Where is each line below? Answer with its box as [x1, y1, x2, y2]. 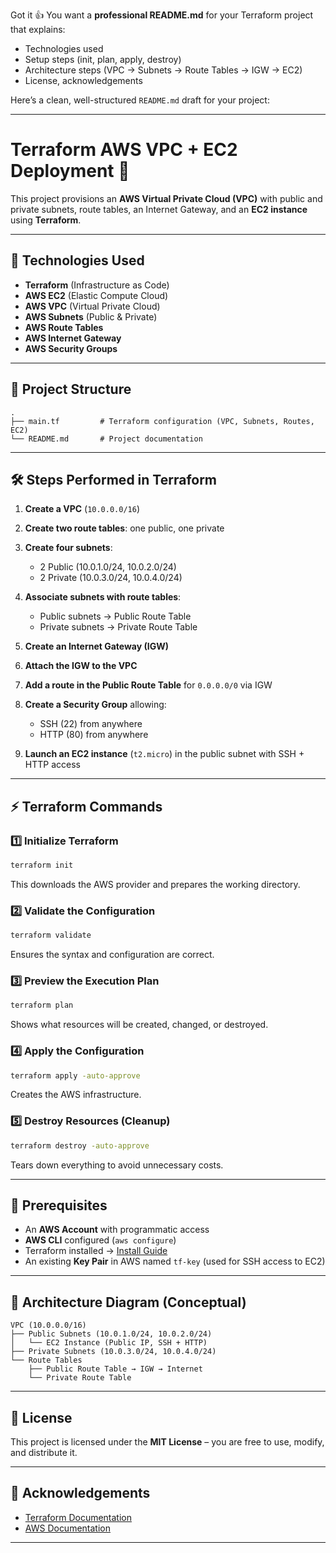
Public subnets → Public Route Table [39, 610, 192, 623]
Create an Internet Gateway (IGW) [24, 640, 169, 653]
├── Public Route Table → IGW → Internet [28, 1364, 203, 1374]
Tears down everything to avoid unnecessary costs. [10, 1159, 224, 1171]
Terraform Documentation [24, 1511, 132, 1523]
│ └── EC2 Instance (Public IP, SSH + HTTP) [10, 1338, 208, 1348]
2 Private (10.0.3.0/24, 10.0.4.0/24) [39, 572, 183, 584]
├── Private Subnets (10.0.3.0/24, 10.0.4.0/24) [10, 1347, 217, 1357]
